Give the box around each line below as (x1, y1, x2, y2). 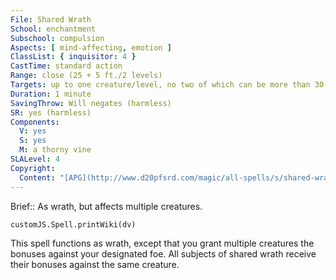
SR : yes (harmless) (10, 107, 92, 118)
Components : (10, 117, 60, 127)
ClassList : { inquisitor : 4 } (10, 52, 137, 62)
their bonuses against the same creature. (10, 258, 180, 270)
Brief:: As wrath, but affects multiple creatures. (10, 200, 203, 212)
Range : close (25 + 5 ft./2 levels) (10, 71, 163, 81)
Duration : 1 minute (10, 89, 92, 99)
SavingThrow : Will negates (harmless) (10, 98, 172, 108)
